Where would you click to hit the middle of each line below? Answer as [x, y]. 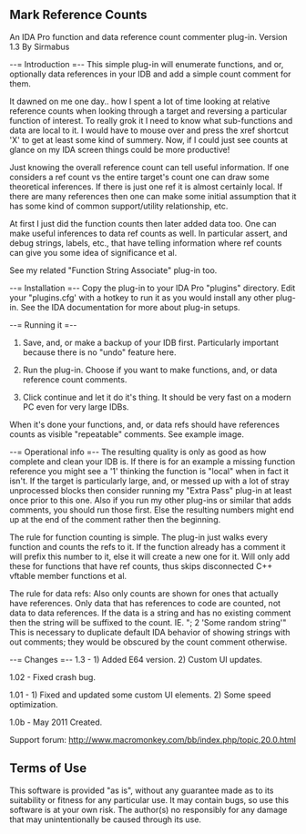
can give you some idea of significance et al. [93, 252]
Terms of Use [48, 768]
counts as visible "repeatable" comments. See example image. [127, 434]
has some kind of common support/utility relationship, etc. [119, 206]
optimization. [34, 704]
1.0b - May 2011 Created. [56, 722]
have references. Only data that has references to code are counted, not [145, 603]
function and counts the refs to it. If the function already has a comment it [148, 546]
